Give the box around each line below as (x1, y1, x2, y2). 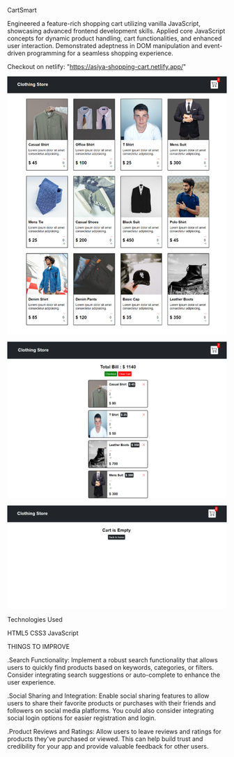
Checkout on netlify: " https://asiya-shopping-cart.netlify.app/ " (7, 63, 187, 70)
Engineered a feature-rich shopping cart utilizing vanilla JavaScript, (7, 20, 201, 27)
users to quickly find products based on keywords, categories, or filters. (7, 664, 214, 671)
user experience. (7, 678, 56, 686)
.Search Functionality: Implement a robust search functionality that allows (7, 656, 218, 664)
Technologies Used (7, 615, 63, 623)
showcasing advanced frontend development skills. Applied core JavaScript (7, 27, 226, 35)
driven (7, 49, 26, 57)
